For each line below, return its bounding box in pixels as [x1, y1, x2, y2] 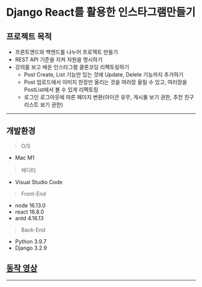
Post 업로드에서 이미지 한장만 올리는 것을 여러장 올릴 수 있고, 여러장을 [23, 79, 188, 85]
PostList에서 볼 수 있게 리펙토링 [23, 86, 99, 93]
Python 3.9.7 [14, 238, 47, 245]
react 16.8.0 [14, 208, 44, 215]
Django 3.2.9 [14, 244, 47, 252]
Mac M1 [14, 154, 35, 161]
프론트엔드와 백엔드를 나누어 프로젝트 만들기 [14, 49, 118, 55]
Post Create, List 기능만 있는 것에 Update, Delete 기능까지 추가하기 [23, 71, 184, 78]
